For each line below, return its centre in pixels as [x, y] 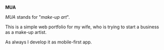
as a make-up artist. [26, 32]
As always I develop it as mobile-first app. [49, 42]
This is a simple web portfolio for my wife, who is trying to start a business [82, 27]
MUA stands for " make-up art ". [37, 17]
